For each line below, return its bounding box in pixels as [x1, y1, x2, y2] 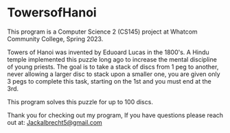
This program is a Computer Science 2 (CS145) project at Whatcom [7, 27, 198, 36]
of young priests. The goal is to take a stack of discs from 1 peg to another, [7, 62, 219, 71]
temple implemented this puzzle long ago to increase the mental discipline [7, 55, 218, 63]
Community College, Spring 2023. [7, 34, 104, 43]
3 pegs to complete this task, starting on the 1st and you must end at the [7, 77, 211, 85]
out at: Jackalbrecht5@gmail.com [7, 118, 103, 126]
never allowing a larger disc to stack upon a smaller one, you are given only [7, 70, 221, 78]
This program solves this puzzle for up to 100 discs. [7, 97, 153, 106]
